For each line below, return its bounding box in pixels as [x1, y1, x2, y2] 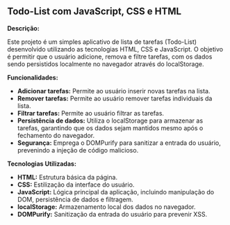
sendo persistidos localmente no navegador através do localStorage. [7, 59, 204, 68]
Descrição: [7, 24, 40, 32]
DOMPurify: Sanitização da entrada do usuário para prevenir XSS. [17, 210, 208, 218]
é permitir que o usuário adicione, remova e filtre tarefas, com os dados [7, 52, 213, 61]
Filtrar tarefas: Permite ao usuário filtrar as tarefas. [17, 109, 165, 117]
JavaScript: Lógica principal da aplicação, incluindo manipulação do [17, 187, 214, 196]
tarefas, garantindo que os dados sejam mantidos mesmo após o [17, 123, 204, 132]
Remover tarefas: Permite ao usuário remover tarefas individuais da [17, 94, 213, 102]
